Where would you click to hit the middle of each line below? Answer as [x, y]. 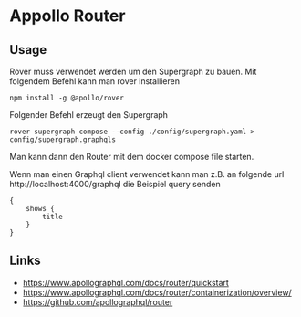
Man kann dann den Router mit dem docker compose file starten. [132, 157]
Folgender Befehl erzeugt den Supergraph [89, 115]
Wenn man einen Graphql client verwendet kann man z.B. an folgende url [147, 174]
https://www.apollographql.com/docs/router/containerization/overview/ [157, 292]
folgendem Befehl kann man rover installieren [95, 81]
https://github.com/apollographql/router [98, 301]
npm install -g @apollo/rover [67, 98]
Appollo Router [67, 16]
